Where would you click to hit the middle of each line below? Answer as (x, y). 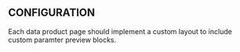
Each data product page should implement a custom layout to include (120, 31)
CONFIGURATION (52, 13)
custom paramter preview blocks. (62, 40)
